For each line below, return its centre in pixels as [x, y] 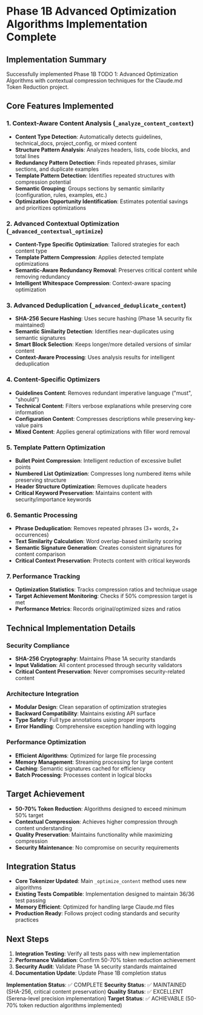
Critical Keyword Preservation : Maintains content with [84, 493]
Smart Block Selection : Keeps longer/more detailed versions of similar [103, 344]
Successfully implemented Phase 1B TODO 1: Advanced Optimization [92, 74]
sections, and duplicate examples [57, 169]
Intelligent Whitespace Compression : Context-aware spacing [93, 283]
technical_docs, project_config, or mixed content [76, 143]
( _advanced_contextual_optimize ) [55, 231]
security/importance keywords [53, 499]
